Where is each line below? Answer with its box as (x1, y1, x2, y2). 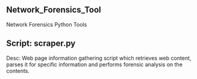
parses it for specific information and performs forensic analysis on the (6, 60, 183, 68)
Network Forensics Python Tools (6, 21, 87, 28)
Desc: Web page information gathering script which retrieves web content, (6, 54, 192, 62)
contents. (6, 67, 30, 74)
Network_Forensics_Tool (6, 5, 101, 15)
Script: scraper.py (6, 39, 76, 49)
